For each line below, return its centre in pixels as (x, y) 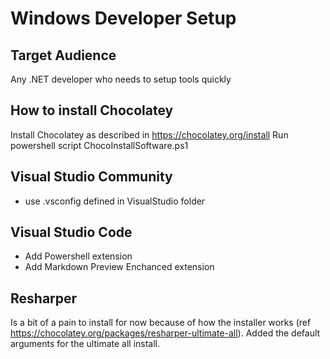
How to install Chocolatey (92, 110)
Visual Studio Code (71, 232)
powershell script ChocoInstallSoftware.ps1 (99, 145)
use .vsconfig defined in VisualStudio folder (115, 201)
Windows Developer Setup (123, 18)
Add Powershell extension (78, 256)
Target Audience (63, 55)
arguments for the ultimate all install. (85, 344)
